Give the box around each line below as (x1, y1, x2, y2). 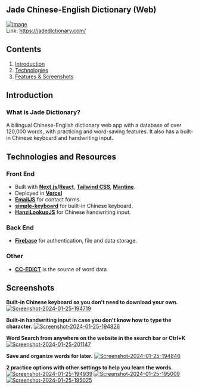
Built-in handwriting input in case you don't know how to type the (6, 317, 172, 324)
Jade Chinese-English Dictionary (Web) (6, 5, 157, 15)
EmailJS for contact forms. (14, 196, 82, 203)
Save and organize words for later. (6, 353, 93, 360)
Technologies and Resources (6, 152, 116, 162)
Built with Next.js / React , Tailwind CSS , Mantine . (14, 183, 136, 190)
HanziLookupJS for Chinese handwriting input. (14, 209, 131, 216)
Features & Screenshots (14, 73, 74, 80)
